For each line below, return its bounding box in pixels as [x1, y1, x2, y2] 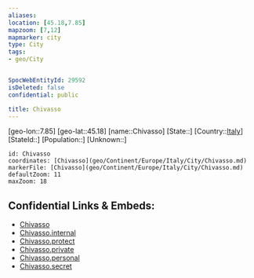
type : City [8, 41, 44, 49]
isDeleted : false [8, 83, 65, 91]
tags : [8, 48, 26, 56]
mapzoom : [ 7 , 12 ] [8, 26, 61, 34]
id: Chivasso [8, 150, 51, 158]
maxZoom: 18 [8, 177, 47, 185]
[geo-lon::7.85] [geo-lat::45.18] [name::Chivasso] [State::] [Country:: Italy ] [8, 126, 244, 136]
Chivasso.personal [19, 253, 80, 263]
